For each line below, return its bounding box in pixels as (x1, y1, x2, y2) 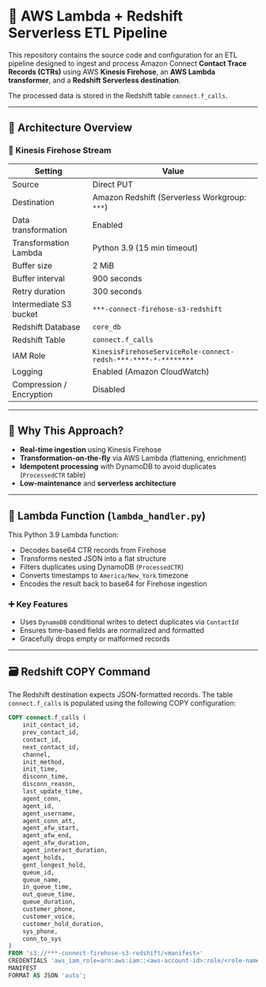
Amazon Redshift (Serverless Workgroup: (92, 192, 247, 203)
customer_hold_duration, (22, 920, 104, 928)
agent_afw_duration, (22, 839, 90, 847)
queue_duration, (22, 898, 77, 906)
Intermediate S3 (12, 299, 72, 310)
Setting (34, 166, 63, 177)
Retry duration (12, 285, 66, 296)
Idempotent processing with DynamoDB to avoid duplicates (19, 462, 217, 471)
